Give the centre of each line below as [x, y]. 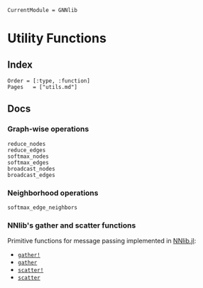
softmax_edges [28, 162]
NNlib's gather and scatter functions [72, 225]
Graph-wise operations [48, 129]
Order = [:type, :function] [49, 81]
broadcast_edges [31, 175]
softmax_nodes [28, 156]
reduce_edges [27, 150]
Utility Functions [57, 38]
